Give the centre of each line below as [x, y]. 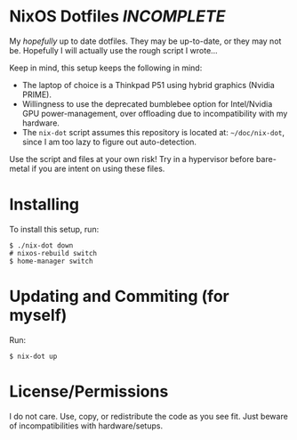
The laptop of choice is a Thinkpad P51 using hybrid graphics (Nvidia [148, 85]
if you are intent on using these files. [98, 168]
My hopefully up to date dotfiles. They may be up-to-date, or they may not [145, 41]
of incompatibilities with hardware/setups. [86, 426]
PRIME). [36, 94]
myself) [38, 316]
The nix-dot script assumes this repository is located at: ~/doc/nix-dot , [153, 132]
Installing [44, 204]
